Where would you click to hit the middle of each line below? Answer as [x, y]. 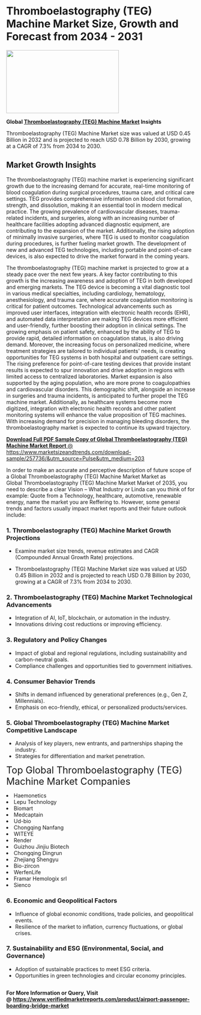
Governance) [26, 956]
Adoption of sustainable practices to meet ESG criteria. [83, 969]
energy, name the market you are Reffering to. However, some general [93, 502]
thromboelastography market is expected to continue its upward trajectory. [99, 428]
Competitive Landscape [42, 730]
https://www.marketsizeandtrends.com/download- [69, 452]
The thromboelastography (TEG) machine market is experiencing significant [100, 179]
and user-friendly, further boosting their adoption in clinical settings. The [96, 325]
